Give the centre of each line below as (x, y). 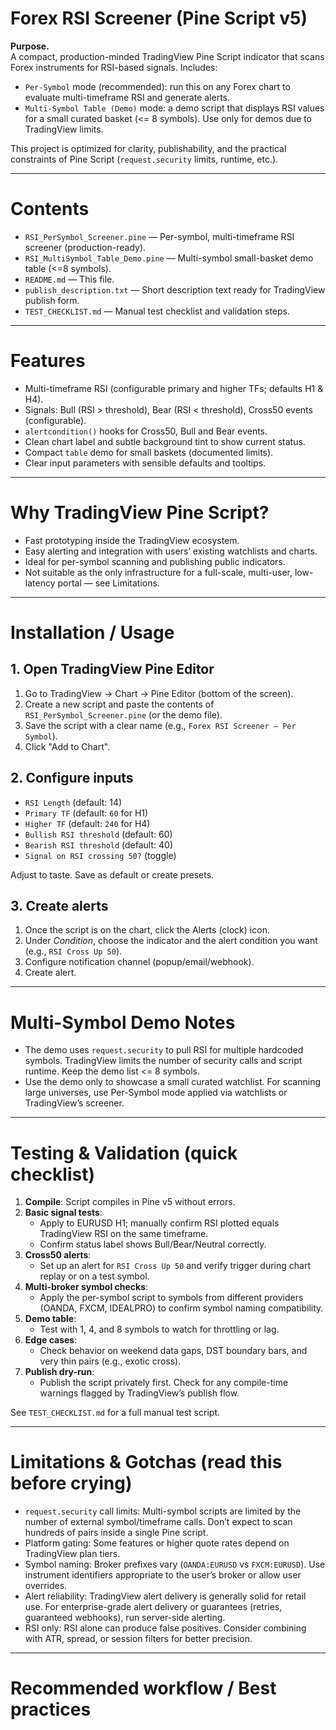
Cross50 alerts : (58, 1255)
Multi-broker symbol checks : (86, 1287)
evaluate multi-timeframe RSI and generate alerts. (127, 97)
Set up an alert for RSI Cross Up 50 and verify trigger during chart (175, 1266)
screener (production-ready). (85, 247)
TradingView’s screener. (74, 1103)
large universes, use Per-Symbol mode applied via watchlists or (156, 1093)
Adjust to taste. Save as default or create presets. (112, 874)
